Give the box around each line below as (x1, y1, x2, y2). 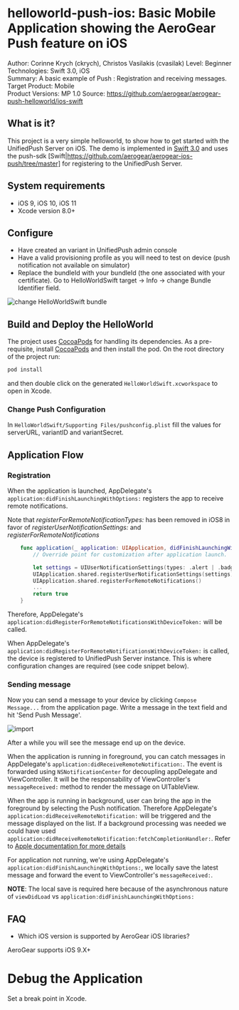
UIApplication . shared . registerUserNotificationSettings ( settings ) (33, 571, 234, 578)
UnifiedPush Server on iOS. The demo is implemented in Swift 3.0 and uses (7, 144, 228, 153)
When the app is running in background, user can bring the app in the (7, 797, 211, 805)
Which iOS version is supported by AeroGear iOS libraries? (17, 932, 190, 941)
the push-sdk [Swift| (7, 151, 68, 160)
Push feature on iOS (7, 36, 128, 51)
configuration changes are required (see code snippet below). (7, 662, 190, 670)
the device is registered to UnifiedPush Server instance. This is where (7, 654, 212, 663)
